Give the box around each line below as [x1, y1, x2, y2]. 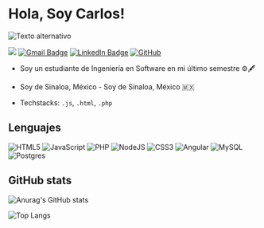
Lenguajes [8, 121, 61, 135]
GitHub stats [8, 174, 72, 187]
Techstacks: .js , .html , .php [19, 97, 113, 108]
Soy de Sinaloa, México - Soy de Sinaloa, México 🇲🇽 [19, 81, 195, 92]
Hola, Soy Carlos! [8, 5, 126, 23]
